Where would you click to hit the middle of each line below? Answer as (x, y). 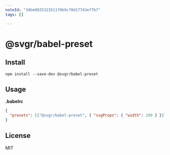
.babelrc (14, 102)
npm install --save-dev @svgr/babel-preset (52, 74)
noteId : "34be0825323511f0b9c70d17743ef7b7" (53, 10)
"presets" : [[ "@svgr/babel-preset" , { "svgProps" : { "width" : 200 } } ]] (88, 115)
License (18, 136)
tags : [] (14, 15)
